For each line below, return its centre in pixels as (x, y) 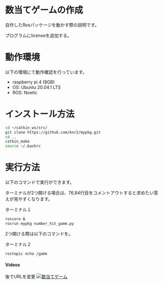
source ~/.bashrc (23, 146)
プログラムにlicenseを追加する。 (38, 35)
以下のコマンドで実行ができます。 (40, 182)
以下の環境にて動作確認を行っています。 (46, 72)
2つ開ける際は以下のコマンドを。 (39, 233)
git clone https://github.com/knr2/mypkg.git (53, 132)
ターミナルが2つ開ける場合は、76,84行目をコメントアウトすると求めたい (80, 193)
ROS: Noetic (25, 92)
